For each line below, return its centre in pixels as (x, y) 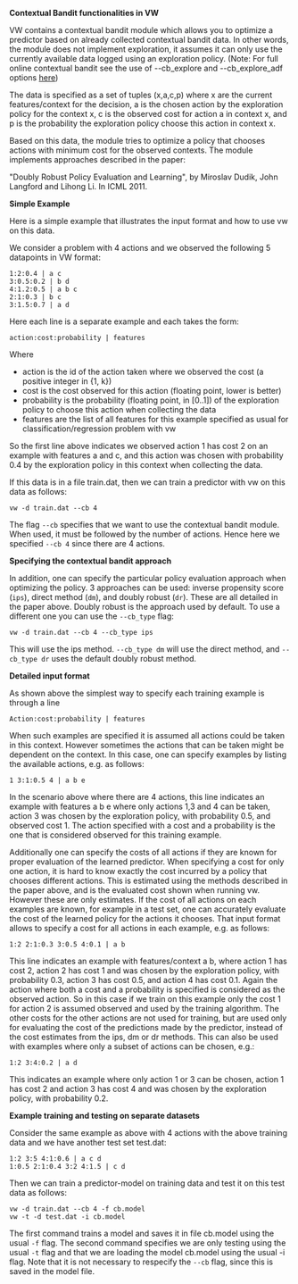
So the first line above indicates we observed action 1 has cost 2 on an (139, 446)
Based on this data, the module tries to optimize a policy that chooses (137, 141)
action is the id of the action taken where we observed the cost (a (143, 371)
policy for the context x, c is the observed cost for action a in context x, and (148, 114)
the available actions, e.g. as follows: (77, 764)
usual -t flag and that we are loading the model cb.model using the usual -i (147, 1252)
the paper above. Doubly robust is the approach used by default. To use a (145, 607)
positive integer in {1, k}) (67, 381)
